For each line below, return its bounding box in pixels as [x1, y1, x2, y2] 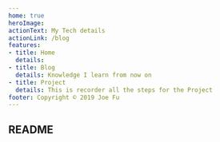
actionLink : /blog [8, 34, 70, 42]
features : [8, 41, 42, 49]
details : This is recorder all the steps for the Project [15, 85, 214, 94]
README [8, 123, 54, 136]
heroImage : [8, 19, 45, 27]
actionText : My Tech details [8, 26, 106, 34]
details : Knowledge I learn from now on [15, 71, 152, 79]
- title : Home [8, 49, 56, 57]
